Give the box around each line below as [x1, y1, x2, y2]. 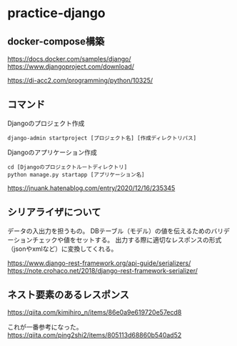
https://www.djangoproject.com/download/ [7, 62, 134, 71]
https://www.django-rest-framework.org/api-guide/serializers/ [7, 259, 191, 267]
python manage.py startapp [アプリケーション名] [7, 171, 145, 178]
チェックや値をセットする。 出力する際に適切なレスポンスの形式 [31, 235, 222, 244]
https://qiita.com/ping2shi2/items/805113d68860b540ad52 [7, 331, 182, 340]
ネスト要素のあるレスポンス [7, 289, 130, 301]
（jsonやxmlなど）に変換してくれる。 [7, 244, 118, 253]
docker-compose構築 [7, 35, 105, 47]
